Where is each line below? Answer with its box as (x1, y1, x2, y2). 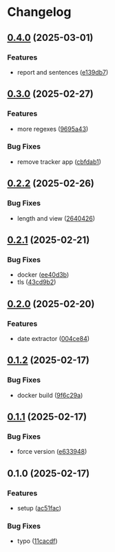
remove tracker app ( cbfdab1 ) (17, 157, 102, 166)
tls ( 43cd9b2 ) (17, 278, 56, 286)
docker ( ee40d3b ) (17, 270, 70, 279)
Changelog (7, 4, 72, 20)
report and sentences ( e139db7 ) (17, 68, 109, 76)
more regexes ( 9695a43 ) (17, 125, 89, 133)
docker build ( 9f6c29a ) (17, 391, 83, 399)
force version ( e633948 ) (17, 448, 87, 456)
